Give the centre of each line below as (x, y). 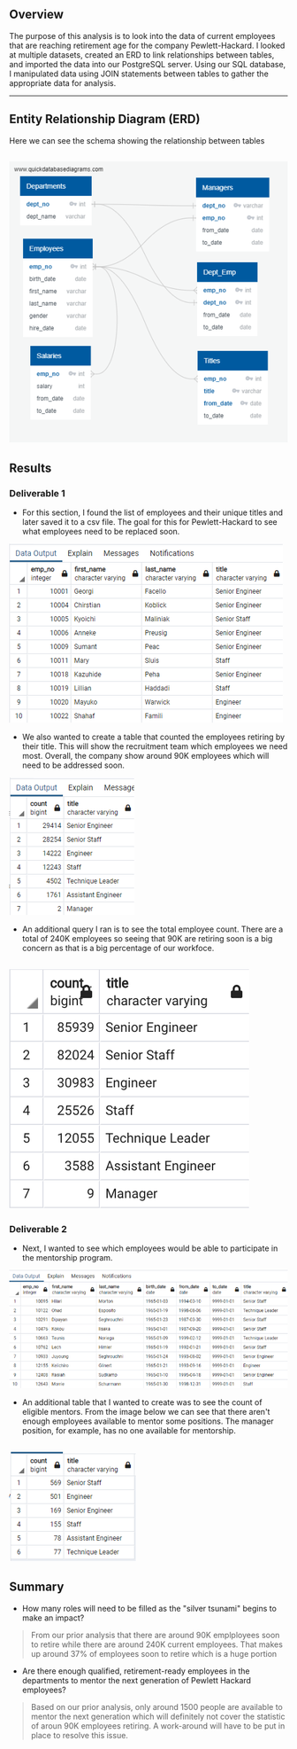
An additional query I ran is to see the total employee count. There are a (152, 929)
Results (30, 468)
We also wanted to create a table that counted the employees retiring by (153, 737)
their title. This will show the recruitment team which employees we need (155, 746)
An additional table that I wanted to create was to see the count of (142, 1402)
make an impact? (53, 1618)
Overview (37, 15)
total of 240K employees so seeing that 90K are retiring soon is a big (147, 939)
